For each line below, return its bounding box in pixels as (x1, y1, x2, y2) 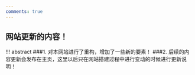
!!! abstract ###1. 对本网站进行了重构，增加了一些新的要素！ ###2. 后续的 (5, 48, 184, 56)
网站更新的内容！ (5, 32, 68, 42)
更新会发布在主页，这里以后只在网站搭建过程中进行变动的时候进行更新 (10, 56, 181, 63)
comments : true (5, 8, 43, 15)
